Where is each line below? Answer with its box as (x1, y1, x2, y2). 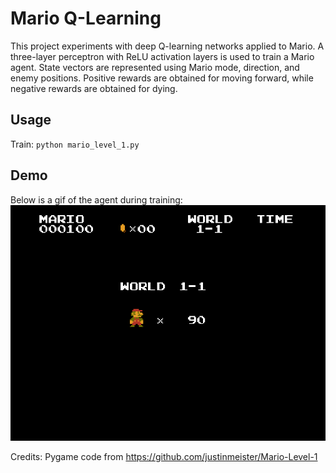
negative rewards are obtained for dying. (10, 82, 178, 94)
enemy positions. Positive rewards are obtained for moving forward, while (10, 72, 314, 84)
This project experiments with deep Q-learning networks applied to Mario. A (10, 40, 325, 52)
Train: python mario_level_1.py (10, 138, 140, 150)
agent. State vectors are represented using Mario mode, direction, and (10, 61, 300, 73)
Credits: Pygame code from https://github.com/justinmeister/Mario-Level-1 (10, 450, 318, 462)
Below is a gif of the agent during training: (10, 193, 183, 206)
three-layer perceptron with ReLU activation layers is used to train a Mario (10, 50, 315, 62)
